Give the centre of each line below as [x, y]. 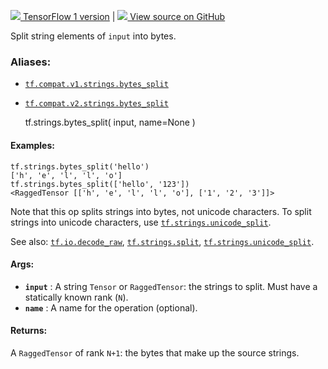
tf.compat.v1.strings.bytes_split [96, 85]
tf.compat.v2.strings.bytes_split [96, 104]
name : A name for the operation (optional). [111, 307]
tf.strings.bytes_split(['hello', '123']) [100, 184]
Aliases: [31, 62]
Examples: [32, 145]
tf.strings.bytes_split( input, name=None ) [110, 122]
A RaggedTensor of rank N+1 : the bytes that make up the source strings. [155, 352]
